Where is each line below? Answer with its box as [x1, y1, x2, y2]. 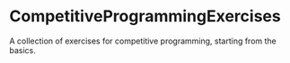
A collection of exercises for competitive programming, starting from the [9, 35, 277, 46]
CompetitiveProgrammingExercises [9, 6, 281, 27]
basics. [9, 44, 36, 55]
